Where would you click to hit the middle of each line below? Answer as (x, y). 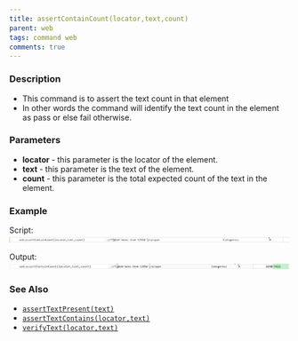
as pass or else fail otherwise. (77, 117)
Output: (23, 257)
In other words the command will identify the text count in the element (151, 107)
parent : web (31, 28)
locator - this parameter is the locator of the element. (120, 159)
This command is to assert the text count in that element (125, 99)
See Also (29, 289)
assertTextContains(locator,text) (86, 319)
